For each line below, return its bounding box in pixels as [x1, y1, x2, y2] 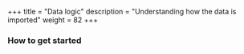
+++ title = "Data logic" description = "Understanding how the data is [7, 7, 237, 16]
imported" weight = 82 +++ [7, 15, 99, 25]
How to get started [7, 35, 82, 46]
